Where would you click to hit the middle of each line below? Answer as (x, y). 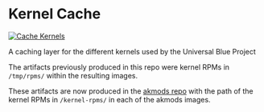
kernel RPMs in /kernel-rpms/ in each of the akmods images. (109, 99)
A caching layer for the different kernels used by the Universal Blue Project (132, 51)
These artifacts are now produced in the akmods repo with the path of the (131, 91)
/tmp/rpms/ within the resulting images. (73, 75)
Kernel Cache (55, 14)
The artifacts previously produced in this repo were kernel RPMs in (119, 67)
